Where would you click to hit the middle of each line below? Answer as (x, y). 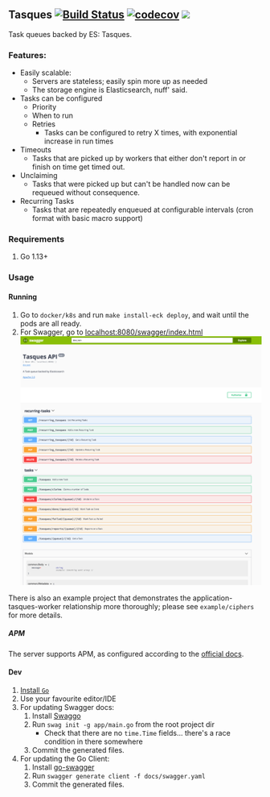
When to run (53, 116)
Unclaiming (39, 176)
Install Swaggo (57, 716)
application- (213, 598)
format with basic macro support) (87, 218)
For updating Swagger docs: (67, 707)
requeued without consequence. (86, 193)
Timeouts (36, 150)
